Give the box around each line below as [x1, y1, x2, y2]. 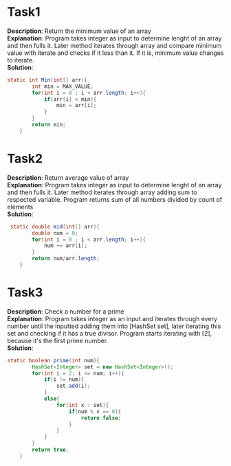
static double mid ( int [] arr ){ [10, 223, 100, 230]
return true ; [32, 447, 69, 454]
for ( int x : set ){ [56, 401, 109, 408]
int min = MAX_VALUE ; [32, 83, 94, 90]
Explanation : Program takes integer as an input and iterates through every [7, 314, 218, 323]
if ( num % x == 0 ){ [68, 408, 122, 415]
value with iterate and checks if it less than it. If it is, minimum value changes [7, 49, 224, 57]
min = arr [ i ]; [56, 102, 97, 109]
